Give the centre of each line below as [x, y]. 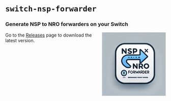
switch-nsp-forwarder [51, 9]
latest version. [20, 41]
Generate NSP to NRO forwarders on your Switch [67, 24]
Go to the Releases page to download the [49, 35]
